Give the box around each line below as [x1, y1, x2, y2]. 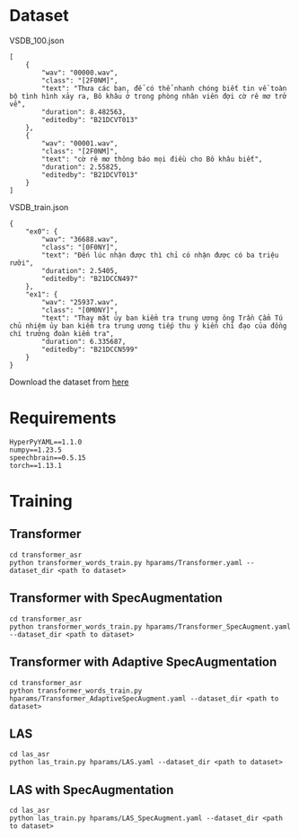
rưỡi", [9, 258, 34, 268]
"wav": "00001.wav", [41, 138, 119, 148]
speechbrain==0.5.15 [9, 453, 87, 463]
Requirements [9, 408, 117, 428]
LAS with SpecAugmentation [9, 782, 174, 798]
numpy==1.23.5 [9, 445, 63, 454]
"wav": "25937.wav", [41, 297, 119, 306]
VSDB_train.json [9, 201, 69, 212]
